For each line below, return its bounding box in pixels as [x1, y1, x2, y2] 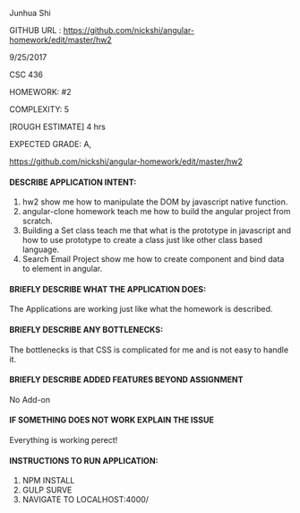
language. [21, 244, 60, 255]
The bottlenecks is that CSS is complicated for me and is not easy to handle [9, 344, 289, 355]
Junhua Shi [9, 8, 51, 18]
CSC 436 [9, 69, 43, 80]
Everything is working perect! [9, 435, 118, 446]
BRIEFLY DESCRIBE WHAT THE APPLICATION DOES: [9, 283, 207, 294]
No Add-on [9, 394, 51, 404]
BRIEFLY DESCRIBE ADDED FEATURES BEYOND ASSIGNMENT [9, 374, 244, 385]
